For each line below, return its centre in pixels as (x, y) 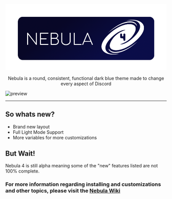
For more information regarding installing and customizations (83, 184)
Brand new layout (31, 127)
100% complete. (23, 171)
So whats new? (30, 115)
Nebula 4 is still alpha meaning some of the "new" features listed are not (82, 166)
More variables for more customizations (55, 137)
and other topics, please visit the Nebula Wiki (63, 191)
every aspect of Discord (86, 84)
